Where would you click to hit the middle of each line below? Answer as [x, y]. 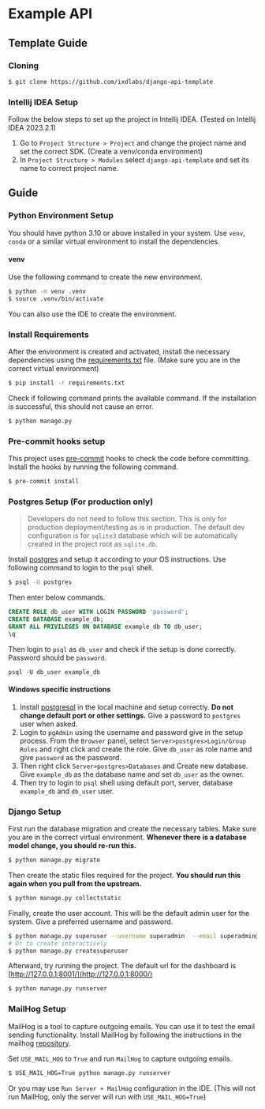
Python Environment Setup [61, 216]
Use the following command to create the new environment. [105, 277]
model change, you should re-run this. [72, 846]
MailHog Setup [37, 1009]
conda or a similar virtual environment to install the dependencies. [114, 241]
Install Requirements [49, 335]
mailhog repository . [39, 1043]
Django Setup [35, 812]
